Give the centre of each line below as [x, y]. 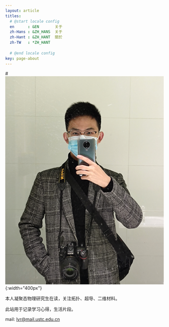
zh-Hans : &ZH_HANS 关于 [36, 32]
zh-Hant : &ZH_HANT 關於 [36, 37]
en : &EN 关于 [36, 27]
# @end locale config [32, 53]
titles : [13, 16]
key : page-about [22, 58]
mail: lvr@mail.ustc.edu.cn [33, 319]
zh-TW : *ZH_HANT [30, 43]
